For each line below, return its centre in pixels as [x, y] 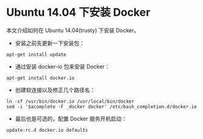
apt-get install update [36, 54]
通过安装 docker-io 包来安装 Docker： [63, 66]
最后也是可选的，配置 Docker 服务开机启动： [71, 118]
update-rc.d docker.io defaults [47, 130]
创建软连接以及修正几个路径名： [55, 90]
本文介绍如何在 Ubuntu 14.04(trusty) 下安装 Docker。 [73, 30]
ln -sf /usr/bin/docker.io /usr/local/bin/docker [71, 101]
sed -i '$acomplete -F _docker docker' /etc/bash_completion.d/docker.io [102, 106]
